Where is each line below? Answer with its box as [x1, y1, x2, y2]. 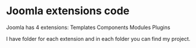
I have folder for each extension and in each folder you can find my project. [6, 35, 191, 42]
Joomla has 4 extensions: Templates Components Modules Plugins [6, 24, 170, 31]
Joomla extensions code [6, 4, 129, 18]
